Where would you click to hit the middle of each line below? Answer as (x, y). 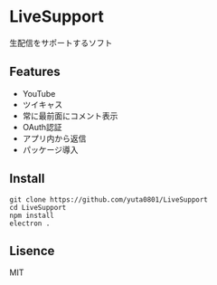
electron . (30, 223)
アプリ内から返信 (54, 138)
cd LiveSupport (38, 207)
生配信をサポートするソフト (61, 43)
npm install (32, 215)
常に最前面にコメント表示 (70, 116)
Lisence (32, 251)
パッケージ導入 (50, 149)
